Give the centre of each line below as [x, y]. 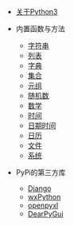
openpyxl [43, 205]
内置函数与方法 [40, 29]
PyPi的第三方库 [41, 172]
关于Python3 [37, 12]
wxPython [44, 197]
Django [39, 188]
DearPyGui [45, 214]
